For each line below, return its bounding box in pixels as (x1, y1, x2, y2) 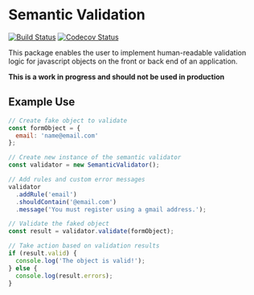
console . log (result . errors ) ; (15, 272, 113, 280)
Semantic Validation (8, 6, 146, 24)
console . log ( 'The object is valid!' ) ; (15, 256, 146, 264)
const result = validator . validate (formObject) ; (8, 227, 174, 236)
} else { (8, 264, 38, 272)
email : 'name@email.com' (15, 131, 99, 140)
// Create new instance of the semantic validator (8, 154, 182, 162)
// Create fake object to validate (8, 117, 128, 125)
